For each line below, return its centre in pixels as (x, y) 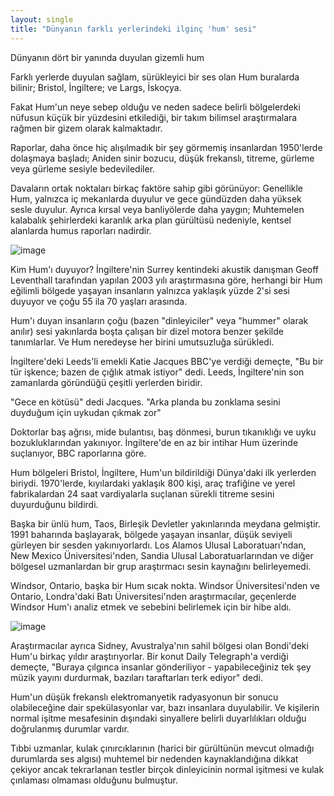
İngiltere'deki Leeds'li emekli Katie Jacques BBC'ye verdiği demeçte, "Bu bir (167, 361)
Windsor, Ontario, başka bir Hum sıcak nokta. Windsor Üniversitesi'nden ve (165, 585)
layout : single (42, 19)
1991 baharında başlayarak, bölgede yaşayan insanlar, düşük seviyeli (151, 534)
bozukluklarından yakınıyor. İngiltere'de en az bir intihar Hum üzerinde (154, 442)
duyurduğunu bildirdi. (54, 504)
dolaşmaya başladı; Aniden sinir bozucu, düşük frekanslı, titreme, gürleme (162, 158)
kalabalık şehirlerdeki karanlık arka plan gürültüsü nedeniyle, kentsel (151, 220)
